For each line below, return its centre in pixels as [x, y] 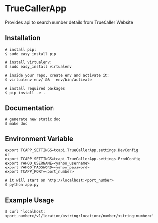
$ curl [12, 212]
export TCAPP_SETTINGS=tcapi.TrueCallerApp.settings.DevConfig [72, 150]
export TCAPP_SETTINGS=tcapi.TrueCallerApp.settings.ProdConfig [73, 159]
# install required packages [35, 88]
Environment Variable [39, 139]
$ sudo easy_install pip [31, 54]
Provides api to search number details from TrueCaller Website [69, 22]
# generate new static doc [33, 119]
